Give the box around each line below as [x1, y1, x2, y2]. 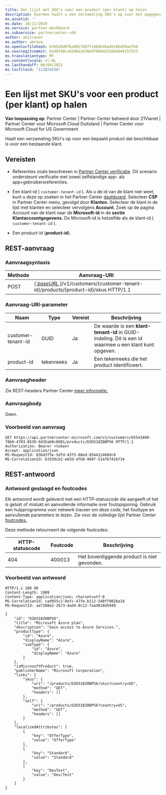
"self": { [23, 698, 43, 703]
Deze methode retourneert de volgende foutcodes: [5, 527, 109, 533]
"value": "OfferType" [31, 737, 77, 742]
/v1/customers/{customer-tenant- [61, 280, 143, 287]
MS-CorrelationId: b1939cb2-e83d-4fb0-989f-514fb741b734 [5, 457, 125, 462]
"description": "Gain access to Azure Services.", [14, 624, 121, 630]
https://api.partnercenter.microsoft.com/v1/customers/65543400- [14, 435, 152, 440]
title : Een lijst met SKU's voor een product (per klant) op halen [5, 7, 147, 12]
